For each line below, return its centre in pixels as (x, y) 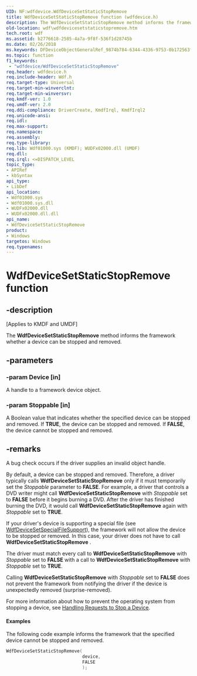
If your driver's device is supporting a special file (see (71, 524)
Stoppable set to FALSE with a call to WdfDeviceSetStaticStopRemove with (98, 560)
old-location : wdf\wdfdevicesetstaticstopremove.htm (72, 28)
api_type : (18, 181)
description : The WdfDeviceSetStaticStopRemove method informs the (90, 22)
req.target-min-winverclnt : (40, 88)
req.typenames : (25, 247)
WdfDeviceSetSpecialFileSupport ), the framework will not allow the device (96, 530)
